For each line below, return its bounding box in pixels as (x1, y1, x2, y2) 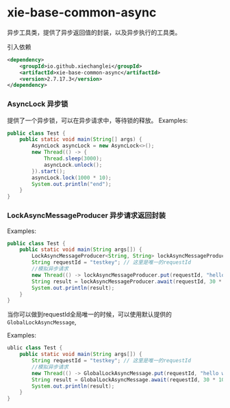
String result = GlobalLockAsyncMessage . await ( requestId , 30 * (31, 376, 216, 383)
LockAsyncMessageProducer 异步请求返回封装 (7, 210, 166, 220)
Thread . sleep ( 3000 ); (43, 155, 103, 162)
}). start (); (31, 167, 66, 175)
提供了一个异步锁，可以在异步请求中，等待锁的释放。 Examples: (7, 116, 188, 124)
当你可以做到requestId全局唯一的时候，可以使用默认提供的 (7, 310, 172, 318)
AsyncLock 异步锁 (7, 99, 68, 109)
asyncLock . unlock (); (43, 161, 103, 168)
